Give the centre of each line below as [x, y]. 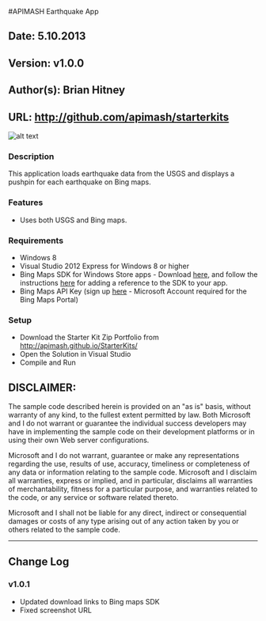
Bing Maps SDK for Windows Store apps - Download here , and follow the [139, 274]
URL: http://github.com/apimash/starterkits [119, 117]
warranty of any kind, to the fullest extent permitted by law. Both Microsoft [129, 415]
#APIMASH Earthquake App [53, 11]
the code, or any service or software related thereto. [93, 497]
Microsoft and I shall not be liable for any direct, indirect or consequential [127, 513]
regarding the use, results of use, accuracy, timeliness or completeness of [129, 464]
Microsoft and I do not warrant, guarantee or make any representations [124, 455]
